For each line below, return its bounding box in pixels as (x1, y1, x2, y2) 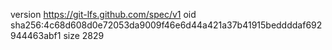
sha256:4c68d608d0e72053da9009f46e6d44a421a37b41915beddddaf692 (10, 19, 323, 31)
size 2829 (63, 30, 105, 41)
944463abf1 (10, 30, 62, 41)
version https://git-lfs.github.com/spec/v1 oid (10, 9, 197, 20)
